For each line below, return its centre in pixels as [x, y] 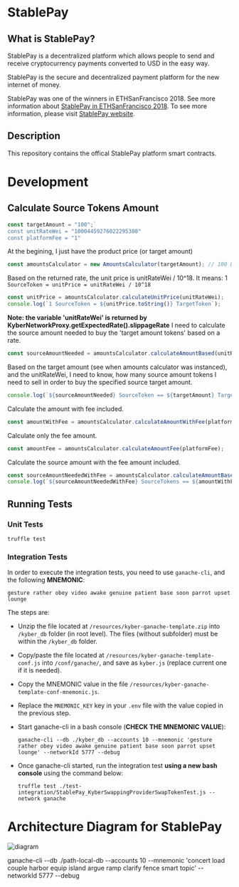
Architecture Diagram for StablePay [115, 827]
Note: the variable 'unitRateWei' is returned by [77, 318]
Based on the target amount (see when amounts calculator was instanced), [117, 367]
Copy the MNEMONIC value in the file [73, 684]
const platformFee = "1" [44, 238]
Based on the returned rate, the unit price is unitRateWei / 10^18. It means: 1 [117, 278]
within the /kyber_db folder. [58, 641]
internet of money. [34, 85]
